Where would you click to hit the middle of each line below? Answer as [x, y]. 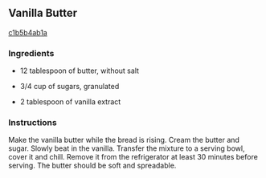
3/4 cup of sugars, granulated [70, 87]
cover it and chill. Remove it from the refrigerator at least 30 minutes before [133, 157]
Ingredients [31, 53]
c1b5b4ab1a [28, 32]
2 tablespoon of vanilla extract [70, 102]
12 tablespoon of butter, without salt [79, 71]
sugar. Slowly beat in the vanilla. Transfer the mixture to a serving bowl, [127, 148]
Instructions [33, 123]
